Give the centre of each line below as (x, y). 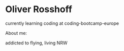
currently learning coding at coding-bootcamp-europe (62, 23)
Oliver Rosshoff (39, 9)
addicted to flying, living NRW (36, 43)
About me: (16, 33)
